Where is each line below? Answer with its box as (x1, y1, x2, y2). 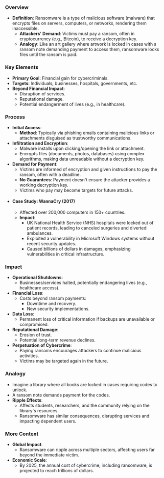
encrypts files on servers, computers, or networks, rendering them (12, 20, 147, 26)
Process (5, 113, 25, 120)
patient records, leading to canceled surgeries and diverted (26, 225, 147, 231)
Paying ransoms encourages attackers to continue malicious (19, 348, 141, 354)
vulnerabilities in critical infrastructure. (26, 251, 104, 257)
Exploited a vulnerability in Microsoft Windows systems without (26, 235, 155, 242)
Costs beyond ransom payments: (19, 295, 87, 301)
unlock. (12, 387, 27, 393)
